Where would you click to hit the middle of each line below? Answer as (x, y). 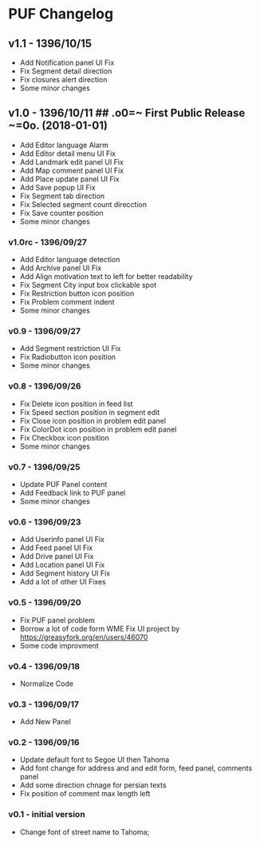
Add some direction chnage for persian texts (93, 785)
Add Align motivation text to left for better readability (106, 277)
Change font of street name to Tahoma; (85, 831)
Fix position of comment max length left (85, 794)
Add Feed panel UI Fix (56, 548)
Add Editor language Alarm (64, 145)
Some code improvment (59, 645)
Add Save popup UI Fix (57, 187)
